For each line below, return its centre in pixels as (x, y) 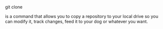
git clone (14, 7)
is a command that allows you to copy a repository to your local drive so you (82, 16)
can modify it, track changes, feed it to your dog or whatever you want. (76, 22)
